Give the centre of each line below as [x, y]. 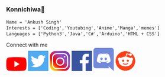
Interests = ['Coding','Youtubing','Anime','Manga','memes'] [83, 28]
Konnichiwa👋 [26, 9]
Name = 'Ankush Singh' [34, 22]
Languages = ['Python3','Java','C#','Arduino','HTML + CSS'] [83, 34]
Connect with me [27, 45]
